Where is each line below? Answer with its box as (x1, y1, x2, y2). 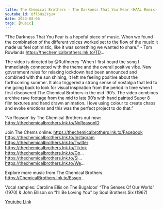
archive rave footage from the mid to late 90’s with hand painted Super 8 (5, 95, 150, 101)
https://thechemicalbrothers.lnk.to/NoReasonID (5, 120, 99, 126)
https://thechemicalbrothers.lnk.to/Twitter (5, 139, 89, 146)
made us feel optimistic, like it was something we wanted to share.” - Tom (5, 44, 152, 50)
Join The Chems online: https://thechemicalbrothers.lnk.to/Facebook (5, 129, 143, 135)
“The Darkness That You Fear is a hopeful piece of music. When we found (5, 34, 153, 40)
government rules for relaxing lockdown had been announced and (5, 69, 137, 75)
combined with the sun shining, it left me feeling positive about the (5, 74, 138, 80)
